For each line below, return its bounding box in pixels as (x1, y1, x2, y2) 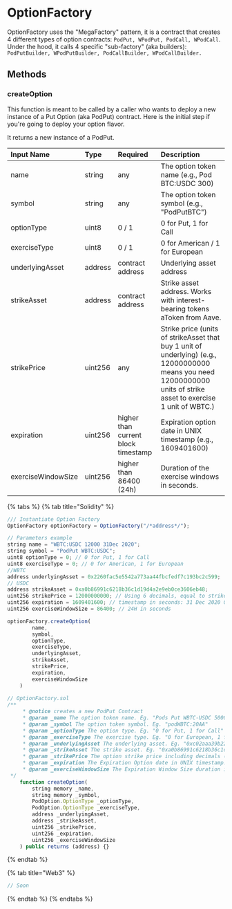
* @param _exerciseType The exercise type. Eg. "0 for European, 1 (22, 733, 221, 741)
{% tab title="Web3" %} (7, 869, 76, 877)
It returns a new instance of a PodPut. (7, 133, 115, 141)
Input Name (10, 149, 50, 159)
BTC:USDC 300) (160, 178, 214, 188)
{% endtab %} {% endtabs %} (7, 894, 93, 903)
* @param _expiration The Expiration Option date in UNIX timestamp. (22, 760, 227, 766)
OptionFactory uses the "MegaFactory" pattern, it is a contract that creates (7, 28, 221, 36)
